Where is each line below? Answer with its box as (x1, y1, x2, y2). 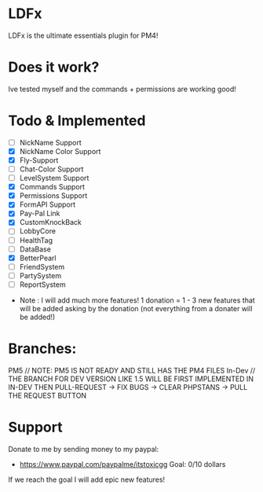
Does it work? (8, 58, 100, 76)
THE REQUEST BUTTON (8, 391, 87, 400)
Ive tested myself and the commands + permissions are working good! (8, 84, 237, 94)
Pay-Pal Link (19, 209, 60, 218)
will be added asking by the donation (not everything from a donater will (19, 303, 253, 313)
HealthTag (19, 235, 53, 244)
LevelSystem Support (19, 174, 89, 183)
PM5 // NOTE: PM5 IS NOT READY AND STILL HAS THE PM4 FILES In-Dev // (8, 365, 256, 375)
